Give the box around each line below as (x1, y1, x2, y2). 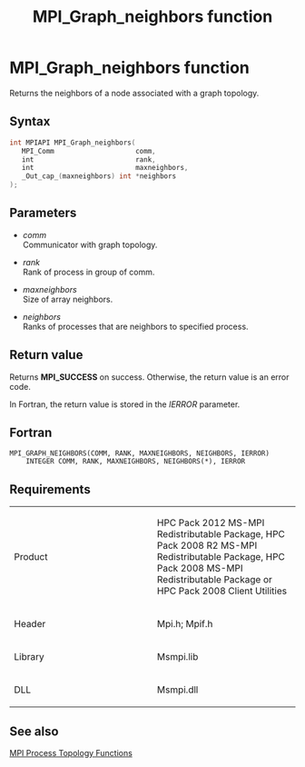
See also (9, 723, 59, 739)
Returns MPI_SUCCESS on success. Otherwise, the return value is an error (9, 371, 290, 383)
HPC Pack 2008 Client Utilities (157, 584, 288, 597)
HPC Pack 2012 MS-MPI (157, 516, 265, 529)
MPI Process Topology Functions (9, 748, 133, 759)
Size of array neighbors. (22, 294, 113, 304)
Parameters (9, 205, 77, 221)
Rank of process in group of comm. (22, 266, 155, 277)
